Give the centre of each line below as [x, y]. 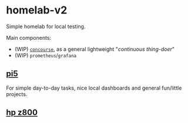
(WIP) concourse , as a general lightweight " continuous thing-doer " [95, 49]
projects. [17, 94]
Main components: [29, 37]
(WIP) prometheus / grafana [46, 55]
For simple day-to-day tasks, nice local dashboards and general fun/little [94, 88]
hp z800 [22, 113]
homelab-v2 [37, 10]
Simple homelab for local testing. [46, 26]
